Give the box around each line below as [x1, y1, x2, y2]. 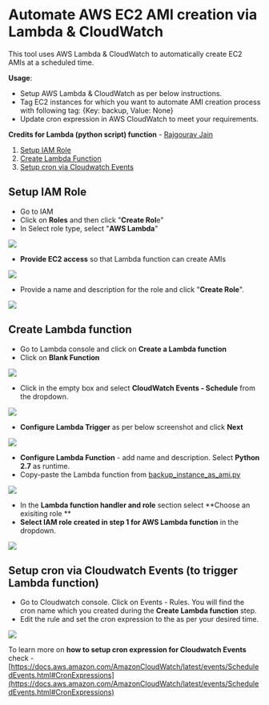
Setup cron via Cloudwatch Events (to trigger [8, 563, 239, 577]
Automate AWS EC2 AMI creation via [8, 6, 258, 24]
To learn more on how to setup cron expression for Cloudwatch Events [8, 645, 247, 655]
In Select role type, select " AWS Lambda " [19, 223, 159, 233]
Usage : [8, 73, 33, 82]
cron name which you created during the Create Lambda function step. [19, 606, 258, 615]
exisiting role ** [19, 508, 72, 518]
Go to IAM [19, 206, 54, 216]
